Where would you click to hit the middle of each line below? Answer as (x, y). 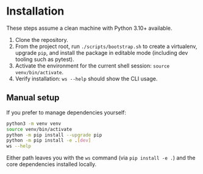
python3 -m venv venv (34, 124)
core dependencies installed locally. (52, 164)
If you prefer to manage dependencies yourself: (66, 112)
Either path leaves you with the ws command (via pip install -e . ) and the (101, 158)
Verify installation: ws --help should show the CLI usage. (86, 78)
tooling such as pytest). (45, 59)
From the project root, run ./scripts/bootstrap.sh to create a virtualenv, (106, 46)
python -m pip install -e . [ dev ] (49, 141)
